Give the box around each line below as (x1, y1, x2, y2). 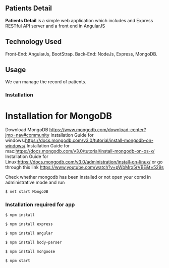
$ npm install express (5, 222, 53, 227)
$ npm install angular (5, 231, 53, 236)
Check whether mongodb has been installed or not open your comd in (5, 174, 151, 180)
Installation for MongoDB (5, 110, 112, 122)
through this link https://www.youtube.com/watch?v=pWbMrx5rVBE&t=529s (5, 164, 164, 171)
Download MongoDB (5, 127, 48, 133)
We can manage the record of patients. (5, 79, 87, 85)
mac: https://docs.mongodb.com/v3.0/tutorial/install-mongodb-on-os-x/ (5, 148, 155, 154)
